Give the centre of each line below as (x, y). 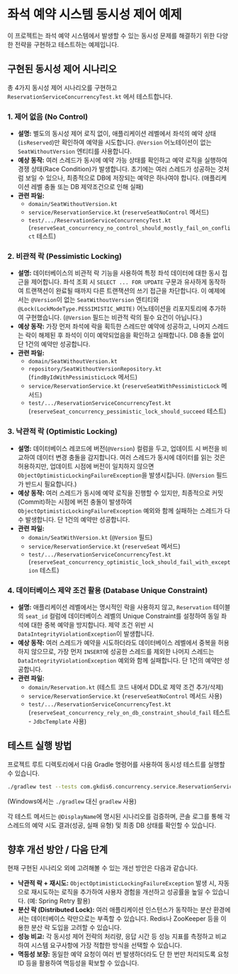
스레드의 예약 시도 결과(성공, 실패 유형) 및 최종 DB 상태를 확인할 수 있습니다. (112, 825)
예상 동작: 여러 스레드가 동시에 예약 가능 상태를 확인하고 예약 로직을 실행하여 (123, 160)
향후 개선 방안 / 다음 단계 (58, 850)
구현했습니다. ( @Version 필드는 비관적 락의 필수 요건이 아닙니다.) (114, 318)
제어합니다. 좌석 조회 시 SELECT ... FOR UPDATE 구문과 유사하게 (119, 282)
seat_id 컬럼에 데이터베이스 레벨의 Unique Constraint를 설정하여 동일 (122, 616)
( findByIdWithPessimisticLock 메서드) (83, 377)
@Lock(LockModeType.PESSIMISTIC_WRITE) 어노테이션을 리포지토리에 (112, 309)
